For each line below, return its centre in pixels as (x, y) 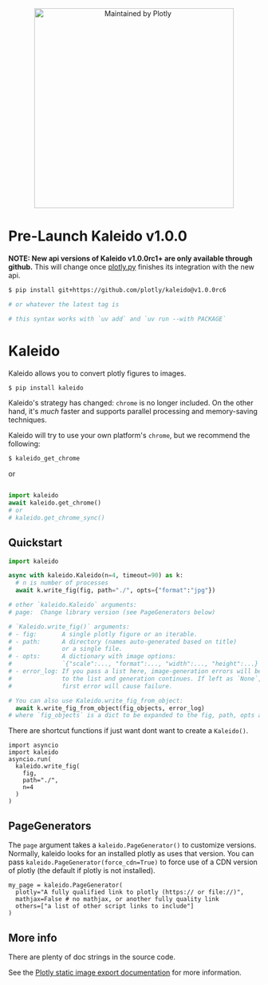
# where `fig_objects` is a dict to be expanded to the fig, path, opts (132, 716)
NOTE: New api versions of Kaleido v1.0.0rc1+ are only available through (130, 258)
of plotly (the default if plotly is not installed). (82, 871)
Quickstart (35, 543)
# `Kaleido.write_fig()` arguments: (69, 627)
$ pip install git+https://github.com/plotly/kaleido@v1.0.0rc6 (117, 290)
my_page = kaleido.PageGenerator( (66, 885)
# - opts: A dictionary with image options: (93, 656)
